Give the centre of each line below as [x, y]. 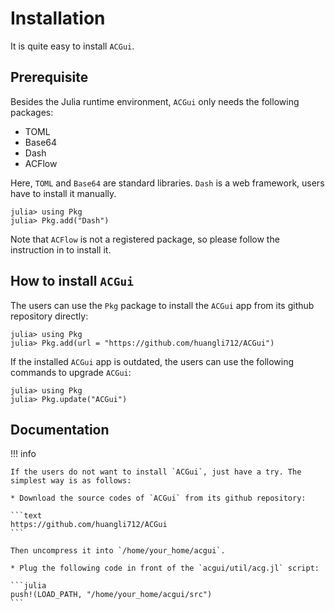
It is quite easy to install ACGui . [72, 46]
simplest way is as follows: [71, 481]
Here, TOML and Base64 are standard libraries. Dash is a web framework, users [167, 183]
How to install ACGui [72, 281]
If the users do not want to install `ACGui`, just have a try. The [156, 472]
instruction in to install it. [61, 249]
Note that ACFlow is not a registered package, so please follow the [145, 239]
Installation [58, 18]
